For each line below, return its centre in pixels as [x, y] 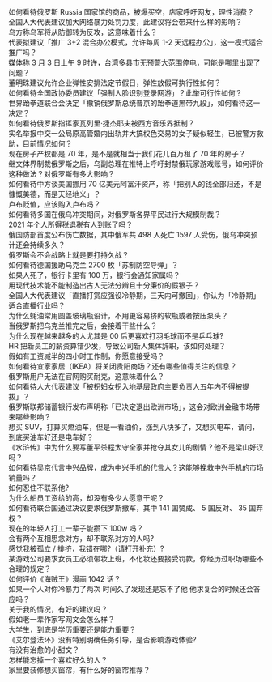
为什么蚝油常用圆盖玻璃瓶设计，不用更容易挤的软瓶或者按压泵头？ [118, 315]
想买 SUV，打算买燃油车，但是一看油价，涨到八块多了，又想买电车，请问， [134, 427]
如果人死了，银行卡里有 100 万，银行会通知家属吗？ [94, 275]
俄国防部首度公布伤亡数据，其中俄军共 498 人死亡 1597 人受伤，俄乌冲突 [130, 234]
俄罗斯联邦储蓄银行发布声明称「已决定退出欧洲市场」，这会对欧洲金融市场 [131, 407]
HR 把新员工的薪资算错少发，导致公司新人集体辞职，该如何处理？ [117, 346]
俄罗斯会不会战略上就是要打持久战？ [69, 255]
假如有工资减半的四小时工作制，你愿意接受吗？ [86, 356]
